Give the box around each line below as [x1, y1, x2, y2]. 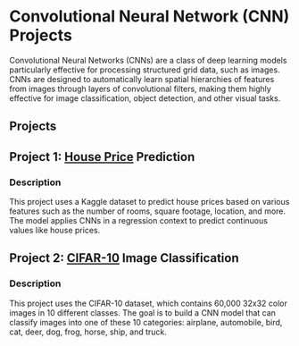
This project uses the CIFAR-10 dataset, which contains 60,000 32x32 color [9, 298, 287, 308]
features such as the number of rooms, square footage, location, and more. [9, 206, 287, 216]
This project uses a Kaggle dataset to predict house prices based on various [9, 197, 290, 207]
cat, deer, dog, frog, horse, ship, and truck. [9, 326, 168, 337]
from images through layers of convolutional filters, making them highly [9, 83, 272, 94]
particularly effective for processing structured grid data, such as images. [9, 64, 280, 75]
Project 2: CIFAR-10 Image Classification [9, 250, 239, 266]
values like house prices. [9, 225, 101, 236]
